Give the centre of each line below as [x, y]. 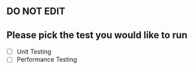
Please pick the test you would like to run [97, 35]
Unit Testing [34, 52]
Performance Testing [47, 60]
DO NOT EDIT [36, 11]
